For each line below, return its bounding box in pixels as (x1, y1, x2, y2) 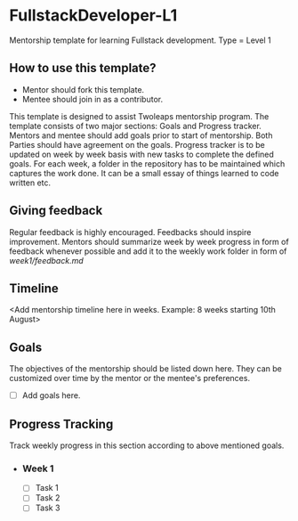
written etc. (9, 177, 52, 188)
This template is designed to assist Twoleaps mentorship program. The (9, 110, 270, 121)
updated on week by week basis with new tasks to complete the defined (9, 149, 274, 159)
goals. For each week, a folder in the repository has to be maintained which (9, 158, 286, 169)
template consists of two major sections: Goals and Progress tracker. (9, 120, 262, 131)
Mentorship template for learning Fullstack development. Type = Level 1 (9, 35, 271, 45)
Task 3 (35, 502, 60, 513)
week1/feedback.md (9, 255, 85, 265)
